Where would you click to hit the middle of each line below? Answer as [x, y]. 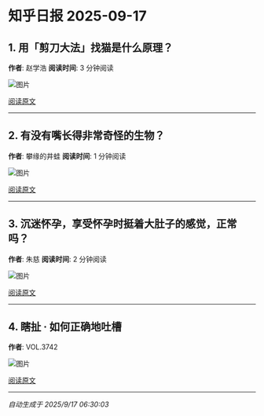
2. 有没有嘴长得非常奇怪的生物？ [86, 135]
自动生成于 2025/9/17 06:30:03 [59, 404]
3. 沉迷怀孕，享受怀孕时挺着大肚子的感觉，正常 [123, 224]
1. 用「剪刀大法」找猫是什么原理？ [91, 47]
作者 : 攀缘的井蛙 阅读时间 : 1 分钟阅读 [67, 156]
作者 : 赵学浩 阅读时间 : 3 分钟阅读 [61, 68]
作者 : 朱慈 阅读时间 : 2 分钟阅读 [58, 259]
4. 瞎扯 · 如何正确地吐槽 [65, 327]
